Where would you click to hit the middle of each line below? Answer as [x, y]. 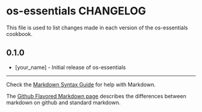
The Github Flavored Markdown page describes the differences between [96, 96]
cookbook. [20, 34]
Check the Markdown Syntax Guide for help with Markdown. [81, 84]
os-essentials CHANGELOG [76, 11]
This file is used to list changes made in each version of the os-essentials [97, 28]
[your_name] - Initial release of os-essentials [70, 67]
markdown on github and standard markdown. [63, 102]
